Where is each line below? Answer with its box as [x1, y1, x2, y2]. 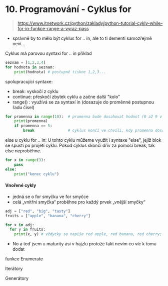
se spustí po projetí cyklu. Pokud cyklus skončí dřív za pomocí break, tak [5, 142, 155, 149]
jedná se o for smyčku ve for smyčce [12, 194, 89, 200]
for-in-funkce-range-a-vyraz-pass [17, 25, 89, 31]
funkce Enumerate [5, 256, 43, 262]
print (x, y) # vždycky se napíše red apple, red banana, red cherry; [14, 232, 162, 237]
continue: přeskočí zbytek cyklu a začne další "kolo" [12, 93, 120, 100]
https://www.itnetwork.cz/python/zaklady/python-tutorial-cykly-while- [17, 20, 163, 26]
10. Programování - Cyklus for [5, 4, 131, 15]
